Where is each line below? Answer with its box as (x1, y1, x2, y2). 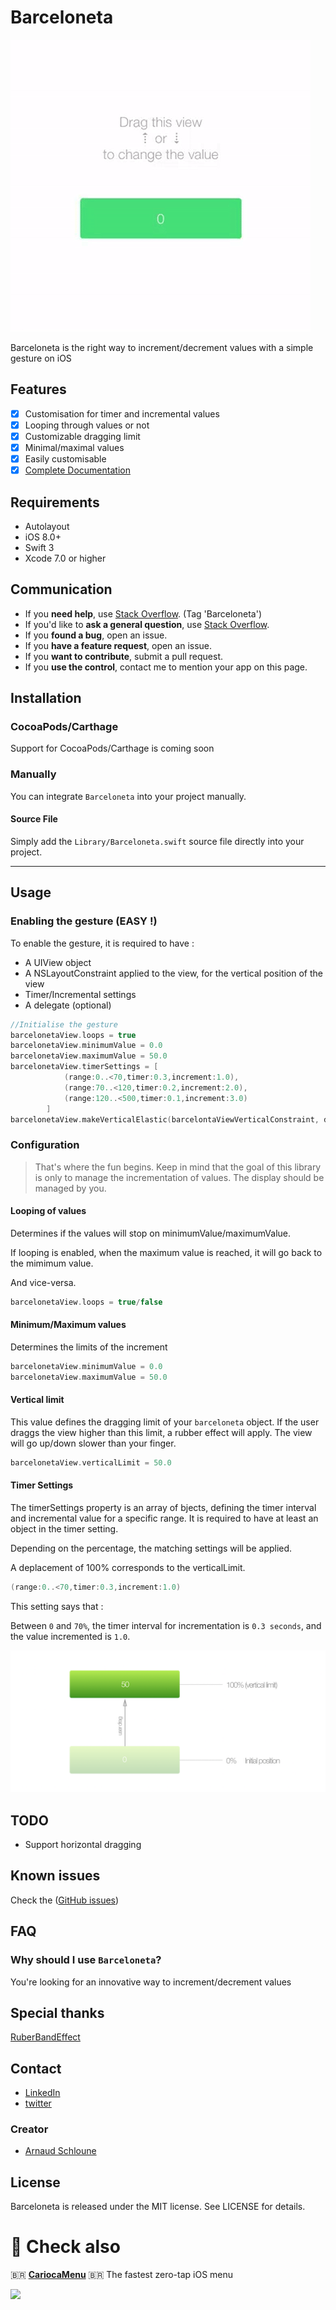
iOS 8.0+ (24, 531, 62, 543)
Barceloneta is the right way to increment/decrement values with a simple (10, 341, 314, 353)
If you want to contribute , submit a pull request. (24, 650, 223, 662)
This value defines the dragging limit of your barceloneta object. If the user (10, 1416, 320, 1428)
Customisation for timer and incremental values (24, 407, 220, 420)
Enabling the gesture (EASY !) (10, 914, 158, 928)
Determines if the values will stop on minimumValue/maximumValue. (10, 1227, 291, 1239)
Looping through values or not (24, 419, 150, 431)
